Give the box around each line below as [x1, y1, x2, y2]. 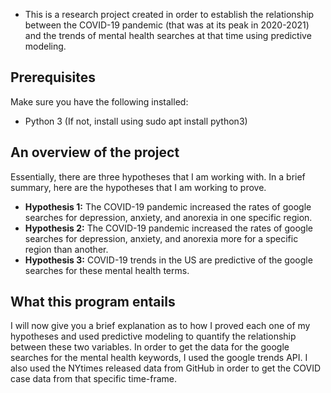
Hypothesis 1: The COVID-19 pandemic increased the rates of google [24, 200, 312, 213]
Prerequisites [10, 69, 96, 86]
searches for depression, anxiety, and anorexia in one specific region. [24, 211, 313, 223]
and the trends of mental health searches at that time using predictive [24, 30, 312, 41]
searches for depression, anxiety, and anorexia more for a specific [24, 232, 299, 244]
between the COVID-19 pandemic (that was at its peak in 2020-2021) [24, 19, 310, 31]
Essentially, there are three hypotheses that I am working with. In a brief [10, 170, 306, 183]
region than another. [24, 243, 109, 255]
